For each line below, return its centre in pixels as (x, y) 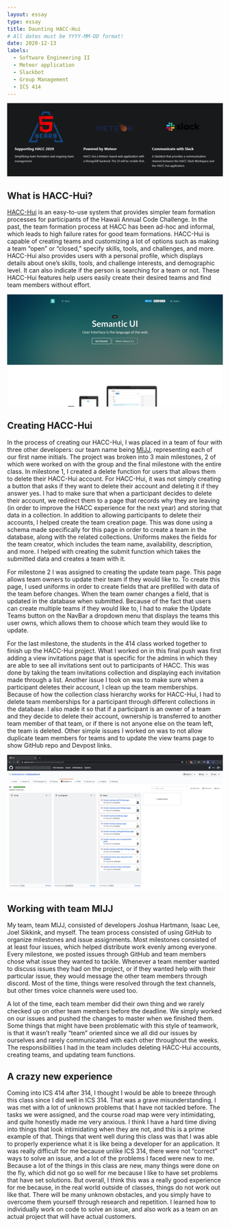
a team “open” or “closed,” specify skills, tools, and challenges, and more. (111, 248)
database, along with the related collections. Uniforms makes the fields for (112, 537)
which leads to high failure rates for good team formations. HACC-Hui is (108, 233)
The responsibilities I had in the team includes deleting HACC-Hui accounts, (114, 1048)
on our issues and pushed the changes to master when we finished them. (111, 1019)
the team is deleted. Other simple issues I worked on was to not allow (105, 731)
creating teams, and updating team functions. (71, 1055)
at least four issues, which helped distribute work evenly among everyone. (112, 947)
